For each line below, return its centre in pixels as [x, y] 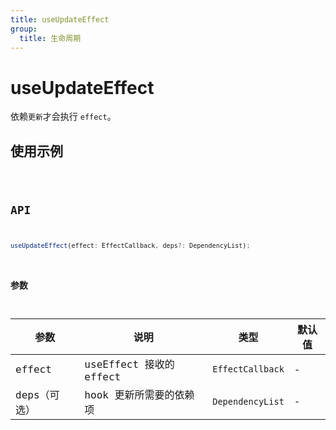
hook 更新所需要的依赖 [139, 394]
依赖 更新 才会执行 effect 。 [63, 117]
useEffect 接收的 [129, 364]
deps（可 [37, 394]
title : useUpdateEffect [60, 19]
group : [24, 29]
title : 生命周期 [50, 38]
